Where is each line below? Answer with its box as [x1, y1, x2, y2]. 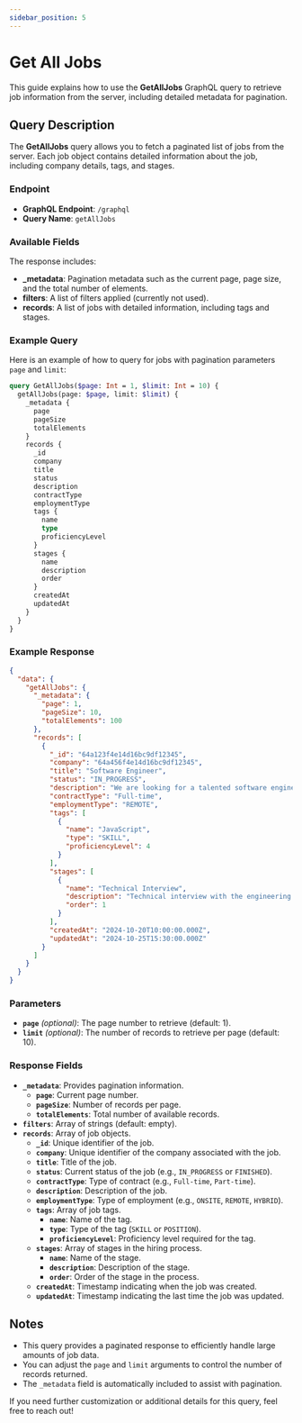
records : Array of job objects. [22, 1128, 131, 1138]
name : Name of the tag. [49, 1213, 133, 1225]
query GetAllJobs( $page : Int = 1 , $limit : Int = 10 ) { [9, 382, 219, 391]
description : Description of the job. [35, 1185, 168, 1196]
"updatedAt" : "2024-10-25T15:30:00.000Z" [49, 934, 207, 943]
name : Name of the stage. [49, 1252, 141, 1263]
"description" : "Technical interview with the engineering [66, 893, 292, 902]
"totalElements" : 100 [41, 717, 123, 726]
